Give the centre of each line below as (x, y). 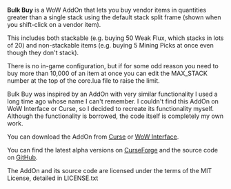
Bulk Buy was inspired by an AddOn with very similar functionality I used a (113, 94)
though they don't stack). (43, 52)
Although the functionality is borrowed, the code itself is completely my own (115, 116)
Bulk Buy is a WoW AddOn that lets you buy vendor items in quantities (107, 10)
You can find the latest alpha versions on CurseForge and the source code (113, 150)
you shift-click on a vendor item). (54, 24)
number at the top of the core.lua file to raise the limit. (83, 81)
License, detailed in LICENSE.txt (53, 178)
